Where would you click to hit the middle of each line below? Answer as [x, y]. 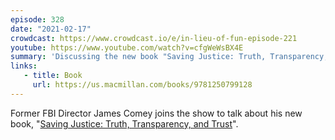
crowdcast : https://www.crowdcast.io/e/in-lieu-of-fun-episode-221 [154, 38]
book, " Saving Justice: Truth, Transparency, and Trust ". [124, 123]
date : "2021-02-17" [51, 29]
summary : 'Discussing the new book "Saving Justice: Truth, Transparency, [169, 57]
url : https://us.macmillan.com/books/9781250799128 [142, 85]
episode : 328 [37, 19]
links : [24, 66]
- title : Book [53, 76]
